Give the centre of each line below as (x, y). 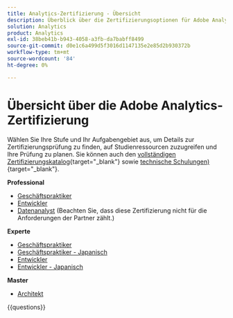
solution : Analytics (37, 26)
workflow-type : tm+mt (38, 53)
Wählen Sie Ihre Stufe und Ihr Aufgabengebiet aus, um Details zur (101, 139)
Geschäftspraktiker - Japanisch (62, 252)
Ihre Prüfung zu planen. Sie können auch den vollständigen (92, 154)
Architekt (30, 293)
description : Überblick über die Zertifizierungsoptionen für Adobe (108, 20)
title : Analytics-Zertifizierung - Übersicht (74, 14)
